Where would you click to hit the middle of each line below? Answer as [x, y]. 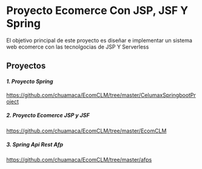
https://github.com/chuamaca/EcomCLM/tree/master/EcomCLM [86, 131]
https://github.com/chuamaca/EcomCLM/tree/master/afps [79, 160]
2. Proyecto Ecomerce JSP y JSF [48, 116]
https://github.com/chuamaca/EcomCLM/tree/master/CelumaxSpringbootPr [101, 95]
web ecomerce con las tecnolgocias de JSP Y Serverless [78, 47]
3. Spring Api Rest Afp [35, 145]
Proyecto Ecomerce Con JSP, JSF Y [97, 11]
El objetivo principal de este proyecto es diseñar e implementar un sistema [99, 40]
